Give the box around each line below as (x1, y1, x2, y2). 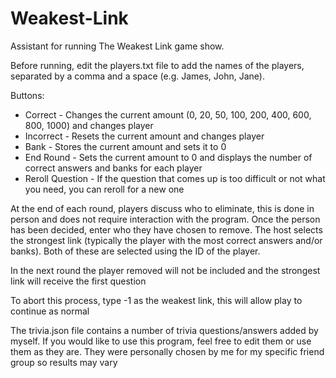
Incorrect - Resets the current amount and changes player (24, 130, 265, 142)
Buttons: (10, 89, 45, 101)
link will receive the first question (10, 275, 147, 287)
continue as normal (10, 305, 90, 317)
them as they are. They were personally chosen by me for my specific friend (10, 345, 325, 357)
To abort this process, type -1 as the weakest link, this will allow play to (10, 294, 303, 306)
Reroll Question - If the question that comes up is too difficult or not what (24, 172, 326, 184)
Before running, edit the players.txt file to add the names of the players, (10, 59, 305, 71)
